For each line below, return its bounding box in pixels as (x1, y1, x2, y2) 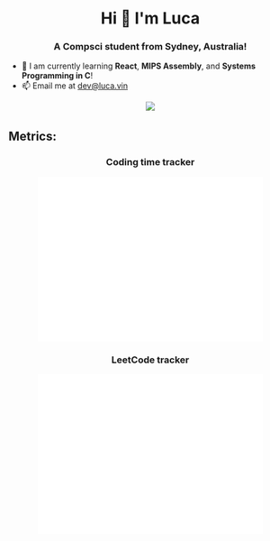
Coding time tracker (105, 155, 195, 168)
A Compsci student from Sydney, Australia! (53, 41, 247, 53)
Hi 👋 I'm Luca (101, 8, 200, 29)
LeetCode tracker (111, 353, 190, 366)
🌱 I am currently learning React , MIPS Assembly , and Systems (21, 60, 256, 71)
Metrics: (8, 128, 58, 143)
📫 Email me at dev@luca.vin (21, 80, 128, 91)
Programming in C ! (21, 70, 94, 81)
